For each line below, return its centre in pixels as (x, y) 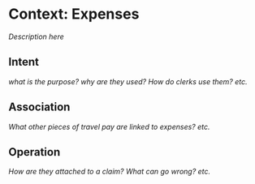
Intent (24, 62)
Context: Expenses (74, 14)
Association (39, 107)
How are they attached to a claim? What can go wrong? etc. (110, 172)
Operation (35, 152)
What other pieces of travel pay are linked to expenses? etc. (109, 126)
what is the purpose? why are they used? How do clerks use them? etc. (128, 81)
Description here (36, 36)
